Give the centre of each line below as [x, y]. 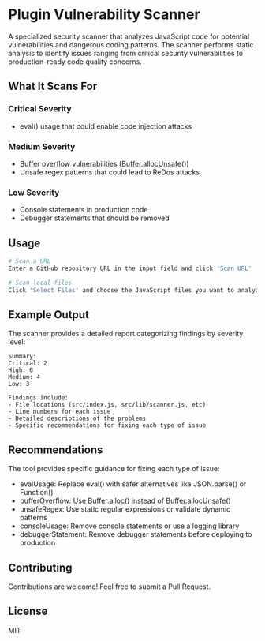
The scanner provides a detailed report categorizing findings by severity [126, 334]
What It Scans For [53, 86]
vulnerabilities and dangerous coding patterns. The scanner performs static [131, 44]
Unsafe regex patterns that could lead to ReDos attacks [110, 172]
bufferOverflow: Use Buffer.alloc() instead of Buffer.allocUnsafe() [125, 501]
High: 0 [21, 370]
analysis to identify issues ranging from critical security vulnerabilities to [126, 53]
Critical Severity [40, 109]
